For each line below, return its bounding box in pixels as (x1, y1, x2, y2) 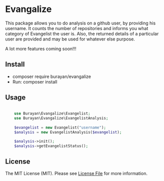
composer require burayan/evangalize (12, 73, 91, 79)
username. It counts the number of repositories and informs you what (5, 25, 148, 31)
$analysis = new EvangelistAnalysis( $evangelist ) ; (14, 129, 122, 134)
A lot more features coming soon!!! (5, 45, 76, 51)
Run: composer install (12, 78, 57, 84)
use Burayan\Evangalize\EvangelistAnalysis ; (14, 116, 108, 121)
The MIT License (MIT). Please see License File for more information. (5, 170, 147, 176)
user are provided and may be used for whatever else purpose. (5, 36, 135, 42)
